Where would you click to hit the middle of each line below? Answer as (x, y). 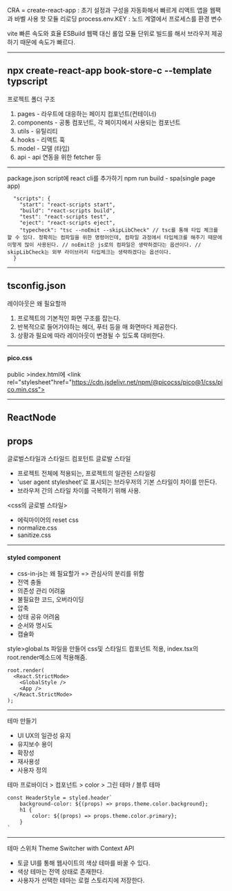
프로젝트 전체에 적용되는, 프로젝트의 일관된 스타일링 (86, 473)
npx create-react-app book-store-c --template (109, 71)
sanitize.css (34, 535)
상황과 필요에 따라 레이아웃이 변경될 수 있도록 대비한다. (91, 335)
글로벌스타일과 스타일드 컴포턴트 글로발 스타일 (69, 459)
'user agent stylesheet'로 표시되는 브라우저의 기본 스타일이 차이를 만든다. (117, 482)
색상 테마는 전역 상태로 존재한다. (60, 872)
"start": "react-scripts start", (68, 205)
